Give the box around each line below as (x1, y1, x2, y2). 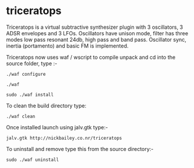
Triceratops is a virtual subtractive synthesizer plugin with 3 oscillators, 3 (6, 23, 183, 31)
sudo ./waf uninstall (6, 157, 59, 163)
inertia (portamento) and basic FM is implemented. (6, 42, 129, 49)
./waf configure (6, 71, 46, 77)
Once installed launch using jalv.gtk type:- (6, 123, 108, 130)
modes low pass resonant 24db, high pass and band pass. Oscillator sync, (6, 36, 187, 43)
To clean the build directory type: (6, 102, 86, 109)
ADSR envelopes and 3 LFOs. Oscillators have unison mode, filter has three (6, 29, 189, 36)
